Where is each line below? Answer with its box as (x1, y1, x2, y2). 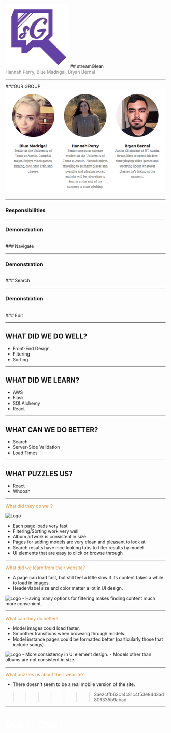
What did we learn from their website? (5, 564, 85, 571)
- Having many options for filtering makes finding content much (22, 595, 155, 601)
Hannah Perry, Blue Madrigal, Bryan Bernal (5, 69, 95, 75)
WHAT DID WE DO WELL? (5, 332, 88, 341)
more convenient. (5, 601, 42, 607)
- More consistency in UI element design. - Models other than (22, 651, 152, 657)
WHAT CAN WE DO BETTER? (5, 425, 98, 434)
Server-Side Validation (12, 444, 60, 451)
